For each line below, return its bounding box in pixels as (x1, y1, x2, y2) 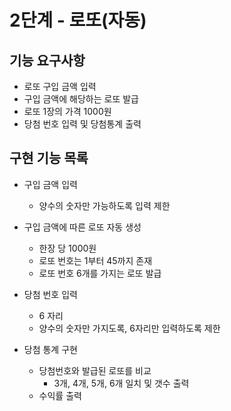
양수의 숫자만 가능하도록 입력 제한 (38, 199, 171, 211)
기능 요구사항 (9, 52, 86, 69)
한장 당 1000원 (38, 242, 97, 254)
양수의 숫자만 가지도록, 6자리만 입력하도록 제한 (38, 322, 221, 334)
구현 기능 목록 (9, 150, 89, 167)
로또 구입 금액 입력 (23, 81, 97, 92)
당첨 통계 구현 (23, 343, 78, 355)
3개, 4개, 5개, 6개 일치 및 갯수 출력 (53, 377, 190, 389)
